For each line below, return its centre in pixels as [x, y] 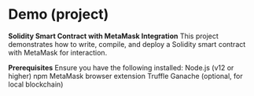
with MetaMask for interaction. [58, 52]
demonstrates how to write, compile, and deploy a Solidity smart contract [127, 44]
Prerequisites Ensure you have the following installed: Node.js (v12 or [121, 67]
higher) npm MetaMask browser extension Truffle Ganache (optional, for [126, 76]
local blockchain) [36, 84]
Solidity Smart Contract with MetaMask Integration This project [113, 36]
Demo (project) [59, 14]
